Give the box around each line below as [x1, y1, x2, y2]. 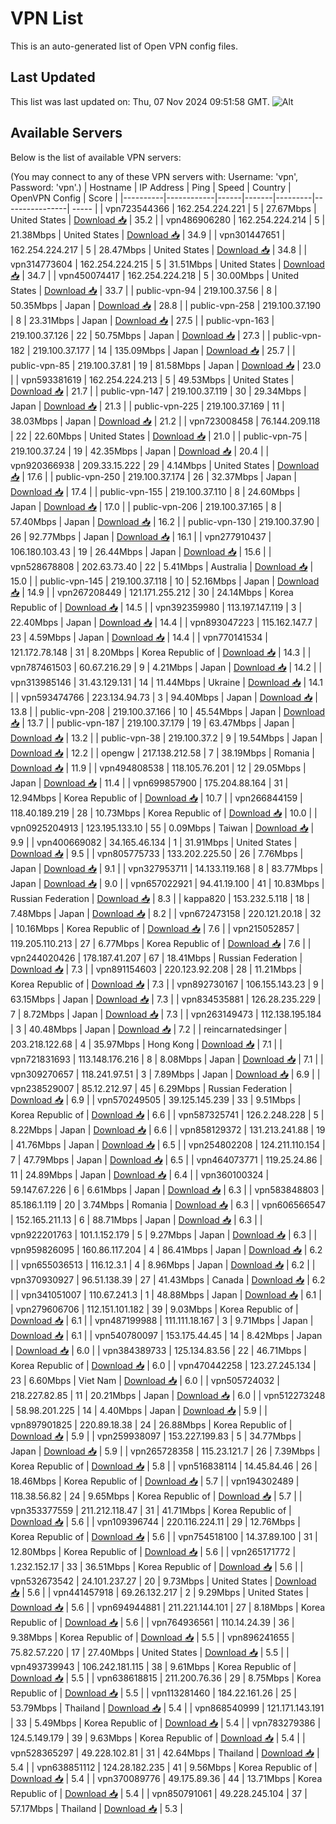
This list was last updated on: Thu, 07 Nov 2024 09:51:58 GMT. [10, 95, 270, 107]
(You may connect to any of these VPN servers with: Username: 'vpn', [10, 170, 299, 182]
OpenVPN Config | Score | [10, 192, 118, 204]
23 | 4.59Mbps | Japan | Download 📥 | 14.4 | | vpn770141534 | [10, 631, 268, 643]
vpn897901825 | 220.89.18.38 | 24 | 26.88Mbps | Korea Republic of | [10, 1418, 293, 1431]
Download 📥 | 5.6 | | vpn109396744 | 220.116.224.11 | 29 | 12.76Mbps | [10, 1515, 301, 1527]
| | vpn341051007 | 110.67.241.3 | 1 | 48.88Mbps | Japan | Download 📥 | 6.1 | [10, 1288, 322, 1301]
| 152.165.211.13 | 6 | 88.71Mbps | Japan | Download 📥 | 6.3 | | [10, 1213, 263, 1226]
